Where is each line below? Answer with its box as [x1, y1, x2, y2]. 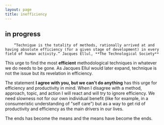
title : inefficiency [5, 12, 48, 17]
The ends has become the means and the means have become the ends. [5, 116, 153, 122]
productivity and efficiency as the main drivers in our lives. [5, 106, 124, 112]
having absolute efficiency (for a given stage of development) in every [5, 47, 160, 52]
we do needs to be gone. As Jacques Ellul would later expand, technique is [5, 65, 157, 71]
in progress [5, 30, 41, 38]
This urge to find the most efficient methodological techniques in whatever [5, 60, 157, 66]
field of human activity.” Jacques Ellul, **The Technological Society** [5, 51, 160, 56]
